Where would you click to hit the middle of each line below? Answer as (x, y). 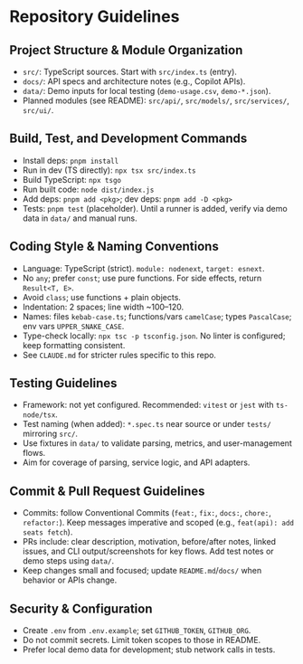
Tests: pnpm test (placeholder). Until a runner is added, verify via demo (155, 208)
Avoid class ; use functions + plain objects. (101, 297)
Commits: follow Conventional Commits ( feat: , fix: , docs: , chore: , (147, 513)
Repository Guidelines (95, 17)
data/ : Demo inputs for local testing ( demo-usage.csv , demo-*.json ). (147, 91)
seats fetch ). (47, 532)
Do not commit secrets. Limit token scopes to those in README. (142, 640)
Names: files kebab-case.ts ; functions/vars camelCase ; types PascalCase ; (157, 316)
